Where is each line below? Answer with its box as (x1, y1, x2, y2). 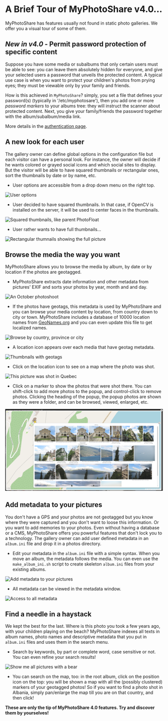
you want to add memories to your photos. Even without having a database (5, 524, 160, 530)
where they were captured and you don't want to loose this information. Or (5, 519, 159, 525)
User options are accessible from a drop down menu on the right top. (12, 182, 155, 188)
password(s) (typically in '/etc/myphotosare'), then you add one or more (5, 97, 154, 103)
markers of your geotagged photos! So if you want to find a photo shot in (12, 684, 163, 690)
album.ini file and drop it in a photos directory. (5, 540, 101, 547)
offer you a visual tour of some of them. (5, 25, 87, 31)
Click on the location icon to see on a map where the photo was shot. (12, 364, 155, 370)
